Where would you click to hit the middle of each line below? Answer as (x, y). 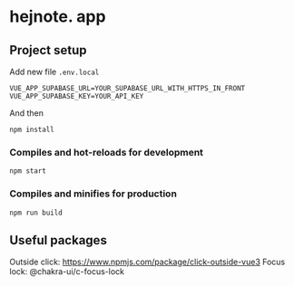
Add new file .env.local (54, 71)
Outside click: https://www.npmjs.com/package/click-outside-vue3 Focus (147, 262)
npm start (28, 171)
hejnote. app (58, 17)
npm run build (36, 213)
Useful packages (58, 240)
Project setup (49, 50)
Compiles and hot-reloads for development (107, 152)
